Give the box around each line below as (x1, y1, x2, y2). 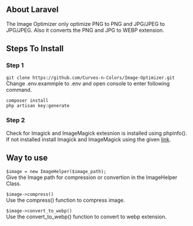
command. (6, 86, 32, 93)
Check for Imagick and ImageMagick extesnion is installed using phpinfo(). (6, 129, 187, 137)
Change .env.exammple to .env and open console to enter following (6, 79, 170, 87)
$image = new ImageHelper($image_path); (6, 168, 107, 174)
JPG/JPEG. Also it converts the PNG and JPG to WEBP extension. (6, 26, 165, 34)
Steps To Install (6, 44, 64, 54)
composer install (6, 97, 49, 104)
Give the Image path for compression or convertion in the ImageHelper (6, 174, 178, 181)
